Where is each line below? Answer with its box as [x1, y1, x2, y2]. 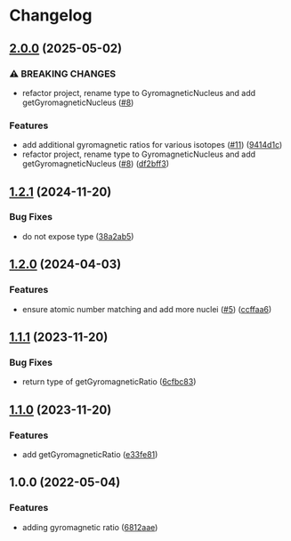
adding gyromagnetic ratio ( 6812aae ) [21, 521, 158, 532]
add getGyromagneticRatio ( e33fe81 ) [21, 448, 158, 459]
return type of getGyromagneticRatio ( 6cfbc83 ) [21, 376, 197, 387]
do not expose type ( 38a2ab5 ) [21, 230, 134, 241]
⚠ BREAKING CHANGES [9, 68, 117, 80]
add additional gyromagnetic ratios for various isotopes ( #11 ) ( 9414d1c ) [21, 140, 283, 150]
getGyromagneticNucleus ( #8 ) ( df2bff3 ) [21, 158, 170, 169]
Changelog [9, 5, 93, 26]
